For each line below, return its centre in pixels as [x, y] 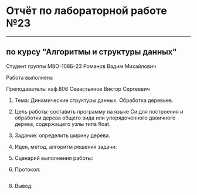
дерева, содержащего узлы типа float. [62, 124]
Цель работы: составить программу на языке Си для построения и [99, 111]
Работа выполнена [30, 77]
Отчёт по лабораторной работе [86, 11]
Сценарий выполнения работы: [54, 158]
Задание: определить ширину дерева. [62, 135]
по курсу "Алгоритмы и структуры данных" [91, 52]
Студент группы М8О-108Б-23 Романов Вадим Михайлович [81, 66]
